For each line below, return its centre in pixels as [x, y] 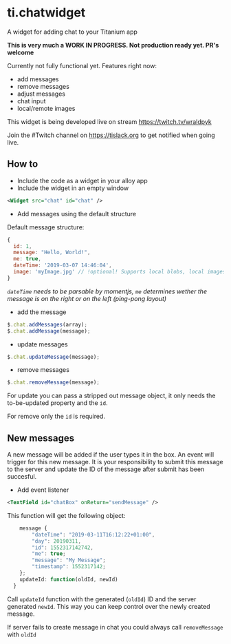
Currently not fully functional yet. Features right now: [82, 65]
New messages [41, 438]
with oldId [22, 634]
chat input [31, 101]
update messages [42, 344]
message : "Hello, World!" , [52, 253]
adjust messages [41, 94]
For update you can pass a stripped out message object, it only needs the [111, 396]
